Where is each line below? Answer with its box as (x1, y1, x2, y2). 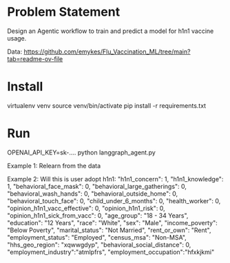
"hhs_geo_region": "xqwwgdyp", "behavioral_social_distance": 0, (7, 240, 191, 249)
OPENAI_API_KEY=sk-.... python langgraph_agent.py (7, 148, 156, 157)
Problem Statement (7, 4, 121, 20)
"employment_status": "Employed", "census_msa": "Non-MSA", (7, 233, 187, 241)
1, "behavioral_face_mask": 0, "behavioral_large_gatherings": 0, (7, 182, 187, 190)
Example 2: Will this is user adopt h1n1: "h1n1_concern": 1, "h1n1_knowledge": (7, 174, 224, 183)
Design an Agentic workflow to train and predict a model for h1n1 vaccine (7, 27, 214, 35)
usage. (7, 34, 27, 42)
